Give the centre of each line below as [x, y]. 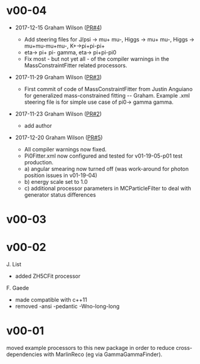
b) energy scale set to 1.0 [56, 181]
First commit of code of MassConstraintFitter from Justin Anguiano [109, 89]
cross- [184, 348]
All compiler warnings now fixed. [65, 149]
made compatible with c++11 [51, 300]
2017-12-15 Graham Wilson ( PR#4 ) [59, 27]
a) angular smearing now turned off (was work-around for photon [106, 169]
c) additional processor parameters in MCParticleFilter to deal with [108, 188]
